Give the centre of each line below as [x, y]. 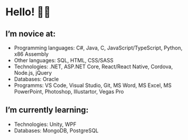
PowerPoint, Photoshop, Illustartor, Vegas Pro [69, 91]
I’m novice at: [31, 34]
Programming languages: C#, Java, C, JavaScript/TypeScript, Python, [98, 48]
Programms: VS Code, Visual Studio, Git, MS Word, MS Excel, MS [93, 85]
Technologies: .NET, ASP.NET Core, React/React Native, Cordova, [93, 66]
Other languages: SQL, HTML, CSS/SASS [64, 60]
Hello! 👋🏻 [28, 12]
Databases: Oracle [36, 79]
